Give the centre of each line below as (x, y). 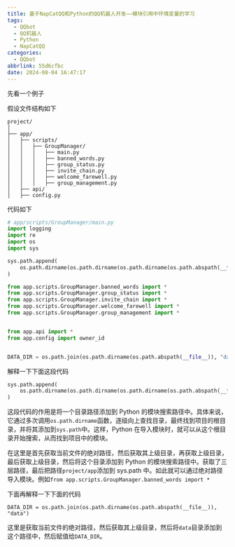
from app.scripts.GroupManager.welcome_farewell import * (93, 306)
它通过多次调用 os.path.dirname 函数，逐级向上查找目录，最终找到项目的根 (114, 421)
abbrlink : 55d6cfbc (36, 66)
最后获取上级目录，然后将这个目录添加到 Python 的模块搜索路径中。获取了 (114, 462)
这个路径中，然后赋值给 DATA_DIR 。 (57, 536)
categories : (24, 53)
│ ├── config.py (34, 195)
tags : (15, 20)
